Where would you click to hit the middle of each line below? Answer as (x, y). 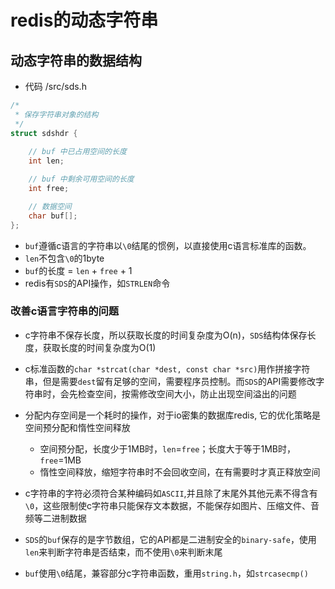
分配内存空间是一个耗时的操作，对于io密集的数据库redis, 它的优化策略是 (173, 415)
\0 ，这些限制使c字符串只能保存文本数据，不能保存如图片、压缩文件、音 (172, 505)
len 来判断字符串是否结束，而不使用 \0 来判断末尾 (123, 552)
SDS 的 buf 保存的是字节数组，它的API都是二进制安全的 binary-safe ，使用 (170, 539)
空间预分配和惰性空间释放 (77, 427)
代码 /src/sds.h (55, 86)
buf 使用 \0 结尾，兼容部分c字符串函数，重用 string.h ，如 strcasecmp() (166, 573)
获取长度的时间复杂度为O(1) (99, 347)
